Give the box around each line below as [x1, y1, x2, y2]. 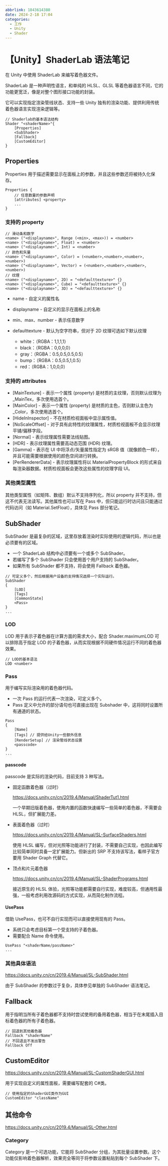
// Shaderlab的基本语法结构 [5, 116, 59, 122]
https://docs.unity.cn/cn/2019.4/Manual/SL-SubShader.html [5, 972, 129, 978]
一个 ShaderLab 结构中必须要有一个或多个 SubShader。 [12, 550, 128, 556]
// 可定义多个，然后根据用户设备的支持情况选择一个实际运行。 [5, 574, 117, 579]
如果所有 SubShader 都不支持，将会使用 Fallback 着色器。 [12, 563, 133, 569]
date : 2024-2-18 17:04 [5, 12, 53, 17]
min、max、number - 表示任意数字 [12, 317, 85, 323]
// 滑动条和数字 [5, 231, 35, 237]
